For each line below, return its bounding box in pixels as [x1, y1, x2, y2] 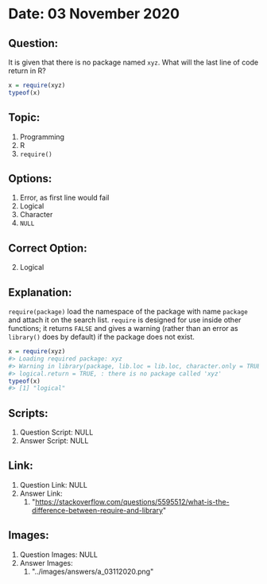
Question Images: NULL [19, 550, 98, 559]
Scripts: [8, 407, 48, 420]
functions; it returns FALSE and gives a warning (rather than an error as [8, 324, 238, 333]
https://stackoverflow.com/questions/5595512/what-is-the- [35, 496, 230, 506]
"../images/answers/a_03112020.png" [31, 566, 154, 576]
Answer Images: [19, 558, 73, 567]
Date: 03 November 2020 [8, 5, 180, 23]
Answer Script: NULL [19, 436, 89, 446]
